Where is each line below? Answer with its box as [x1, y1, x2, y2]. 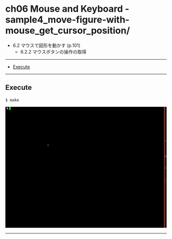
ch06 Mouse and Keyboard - [5, 3, 130, 15]
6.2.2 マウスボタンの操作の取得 [20, 49, 87, 55]
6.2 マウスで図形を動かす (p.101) [12, 42, 81, 49]
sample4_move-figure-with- [5, 14, 130, 26]
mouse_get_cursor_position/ [5, 25, 131, 36]
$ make [5, 98, 19, 103]
